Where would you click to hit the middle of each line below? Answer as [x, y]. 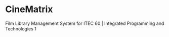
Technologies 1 [21, 28]
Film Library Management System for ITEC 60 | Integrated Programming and [85, 23]
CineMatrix [29, 9]
